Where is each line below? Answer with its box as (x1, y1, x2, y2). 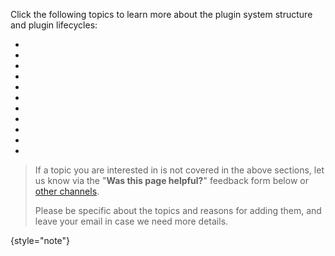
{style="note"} (10, 235, 71, 246)
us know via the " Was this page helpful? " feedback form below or (34, 175, 309, 186)
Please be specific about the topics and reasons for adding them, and (34, 205, 322, 216)
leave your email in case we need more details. (34, 215, 229, 227)
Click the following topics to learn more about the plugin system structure (10, 9, 313, 20)
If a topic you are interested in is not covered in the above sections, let (34, 164, 325, 176)
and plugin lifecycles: (10, 19, 98, 31)
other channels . (34, 185, 100, 197)
